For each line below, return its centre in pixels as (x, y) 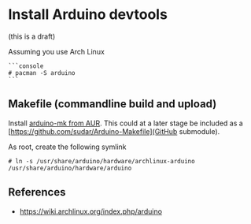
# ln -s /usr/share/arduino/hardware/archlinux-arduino (102, 161)
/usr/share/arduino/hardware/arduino (70, 168)
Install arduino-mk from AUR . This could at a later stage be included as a (126, 123)
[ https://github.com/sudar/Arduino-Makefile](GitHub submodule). (114, 131)
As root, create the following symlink (68, 147)
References (37, 192)
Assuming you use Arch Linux (56, 51)
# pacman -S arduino (42, 73)
